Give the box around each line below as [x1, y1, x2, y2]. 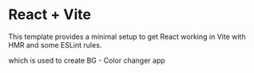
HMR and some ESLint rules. [8, 40, 102, 49]
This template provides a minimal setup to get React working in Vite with [8, 32, 246, 41]
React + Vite [8, 6, 92, 24]
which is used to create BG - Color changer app [8, 56, 165, 65]
